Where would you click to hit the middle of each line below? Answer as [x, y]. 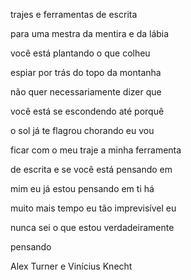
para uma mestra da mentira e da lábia [90, 33]
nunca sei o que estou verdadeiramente [92, 227]
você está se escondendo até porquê [87, 111]
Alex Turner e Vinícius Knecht [71, 266]
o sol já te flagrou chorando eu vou [82, 130]
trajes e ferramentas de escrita [74, 14]
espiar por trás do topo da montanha [86, 72]
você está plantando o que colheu [80, 53]
